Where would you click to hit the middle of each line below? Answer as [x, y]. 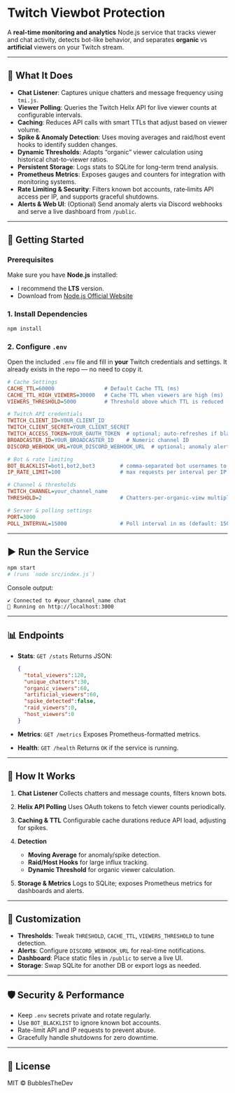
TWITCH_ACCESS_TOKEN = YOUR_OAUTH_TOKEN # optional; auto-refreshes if [112, 434]
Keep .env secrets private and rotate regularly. [84, 1015]
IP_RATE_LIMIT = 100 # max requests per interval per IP [117, 472]
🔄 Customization [44, 919]
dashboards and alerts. [51, 890]
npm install [24, 329]
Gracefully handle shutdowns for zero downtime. [88, 1038]
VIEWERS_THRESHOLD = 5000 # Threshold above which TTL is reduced [115, 401]
